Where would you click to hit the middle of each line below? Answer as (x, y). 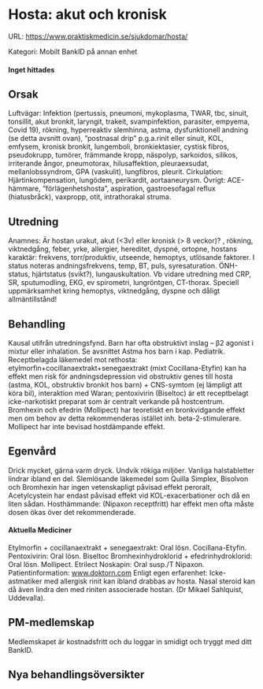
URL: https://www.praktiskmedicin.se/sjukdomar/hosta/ (98, 36)
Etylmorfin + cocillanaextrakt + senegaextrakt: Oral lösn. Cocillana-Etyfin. (128, 547)
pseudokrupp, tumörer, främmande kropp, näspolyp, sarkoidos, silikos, (123, 155)
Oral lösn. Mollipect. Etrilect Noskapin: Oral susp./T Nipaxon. (106, 564)
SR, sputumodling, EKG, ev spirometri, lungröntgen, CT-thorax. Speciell (124, 283)
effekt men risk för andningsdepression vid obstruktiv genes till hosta (121, 376)
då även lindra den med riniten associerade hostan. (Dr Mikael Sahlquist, (126, 589)
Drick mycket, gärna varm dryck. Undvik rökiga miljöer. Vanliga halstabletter (131, 470)
